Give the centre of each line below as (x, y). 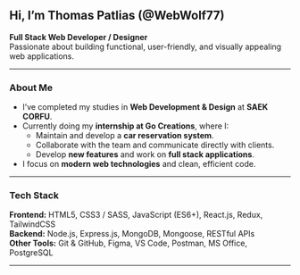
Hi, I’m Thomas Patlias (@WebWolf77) (117, 16)
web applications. (42, 56)
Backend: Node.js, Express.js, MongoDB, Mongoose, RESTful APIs (132, 234)
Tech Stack (34, 196)
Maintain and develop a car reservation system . (125, 136)
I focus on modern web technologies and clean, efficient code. (139, 164)
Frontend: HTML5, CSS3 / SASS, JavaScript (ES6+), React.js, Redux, (136, 215)
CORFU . (37, 117)
